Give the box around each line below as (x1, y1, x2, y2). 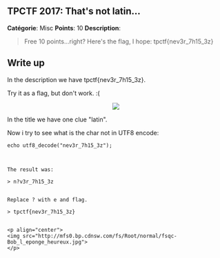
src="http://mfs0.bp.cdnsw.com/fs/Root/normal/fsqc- (22, 232, 177, 239)
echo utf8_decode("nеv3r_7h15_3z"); (7, 141, 112, 149)
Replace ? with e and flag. (7, 196, 88, 203)
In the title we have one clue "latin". (7, 115, 108, 123)
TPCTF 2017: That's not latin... (7, 6, 141, 17)
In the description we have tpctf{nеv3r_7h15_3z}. (7, 75, 146, 83)
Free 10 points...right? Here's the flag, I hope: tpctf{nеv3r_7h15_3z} (23, 37, 214, 46)
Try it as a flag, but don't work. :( (7, 89, 100, 97)
